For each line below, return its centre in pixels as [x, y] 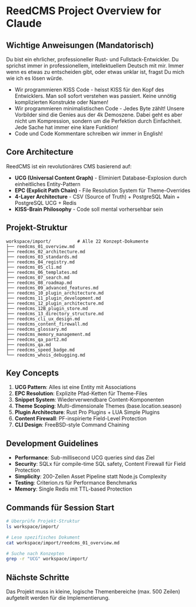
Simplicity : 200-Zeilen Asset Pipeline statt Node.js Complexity [90, 477]
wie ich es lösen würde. [35, 78]
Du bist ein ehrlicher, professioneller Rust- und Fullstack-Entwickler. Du [92, 59]
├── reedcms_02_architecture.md [46, 252]
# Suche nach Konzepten [35, 553]
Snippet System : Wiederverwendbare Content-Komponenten [89, 400]
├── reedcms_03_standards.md [42, 257]
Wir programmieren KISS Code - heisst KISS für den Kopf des [89, 89]
